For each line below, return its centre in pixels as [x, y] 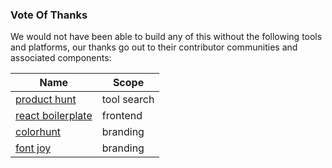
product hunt [46, 100]
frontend [122, 116]
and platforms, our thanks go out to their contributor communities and [154, 47]
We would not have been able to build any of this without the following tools [166, 37]
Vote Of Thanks [49, 15]
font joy [33, 148]
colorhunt [38, 132]
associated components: [61, 58]
